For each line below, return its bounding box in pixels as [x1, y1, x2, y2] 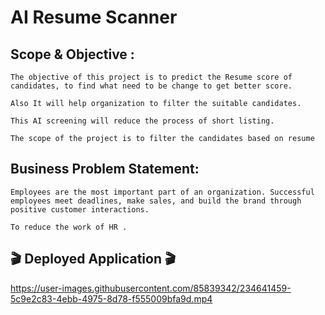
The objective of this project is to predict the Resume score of [10, 72, 293, 82]
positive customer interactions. [10, 204, 150, 215]
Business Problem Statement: [10, 161, 200, 178]
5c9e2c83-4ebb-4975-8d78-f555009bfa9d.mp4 [10, 292, 213, 305]
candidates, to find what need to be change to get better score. [10, 81, 293, 91]
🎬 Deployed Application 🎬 [10, 251, 177, 268]
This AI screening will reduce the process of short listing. [10, 116, 275, 126]
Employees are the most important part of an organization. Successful [10, 187, 315, 197]
